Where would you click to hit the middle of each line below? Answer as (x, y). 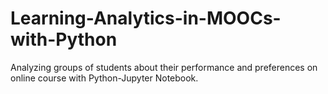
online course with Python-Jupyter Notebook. (104, 78)
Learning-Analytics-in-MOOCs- (146, 18)
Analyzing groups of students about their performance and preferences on (164, 67)
